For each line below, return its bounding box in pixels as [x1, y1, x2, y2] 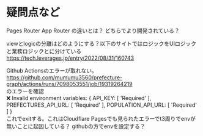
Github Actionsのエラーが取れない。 [6, 66, 98, 74]
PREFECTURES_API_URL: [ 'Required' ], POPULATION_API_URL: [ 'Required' [6, 101, 197, 109]
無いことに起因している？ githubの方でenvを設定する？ [6, 123, 146, 130]
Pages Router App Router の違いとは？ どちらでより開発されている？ [6, 27, 180, 34]
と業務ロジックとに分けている [6, 47, 81, 55]
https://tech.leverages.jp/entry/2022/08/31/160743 [6, 54, 135, 62]
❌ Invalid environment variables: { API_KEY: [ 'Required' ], [6, 94, 152, 101]
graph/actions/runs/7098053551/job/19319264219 [6, 80, 133, 87]
